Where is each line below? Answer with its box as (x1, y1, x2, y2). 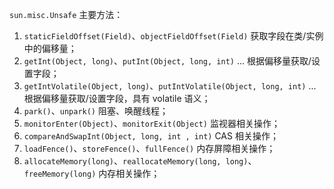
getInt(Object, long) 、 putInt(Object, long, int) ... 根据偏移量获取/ (23, 55, 312, 67)
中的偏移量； (23, 43, 77, 54)
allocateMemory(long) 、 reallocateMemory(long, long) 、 (23, 155, 257, 167)
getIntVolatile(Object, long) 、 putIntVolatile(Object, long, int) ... (23, 80, 317, 92)
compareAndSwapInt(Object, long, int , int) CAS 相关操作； (23, 130, 279, 142)
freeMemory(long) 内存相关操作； (23, 168, 161, 179)
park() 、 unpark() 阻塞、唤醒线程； (23, 105, 169, 117)
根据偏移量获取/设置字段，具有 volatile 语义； (23, 93, 211, 104)
